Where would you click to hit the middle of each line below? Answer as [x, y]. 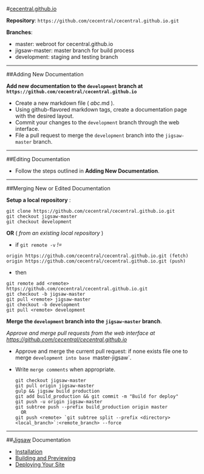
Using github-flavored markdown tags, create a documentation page [101, 109]
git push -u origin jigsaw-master [59, 402]
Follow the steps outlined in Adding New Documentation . [87, 171]
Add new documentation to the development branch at [75, 86]
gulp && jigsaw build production [57, 391]
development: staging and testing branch [66, 57]
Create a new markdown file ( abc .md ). [65, 103]
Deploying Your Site [40, 464]
